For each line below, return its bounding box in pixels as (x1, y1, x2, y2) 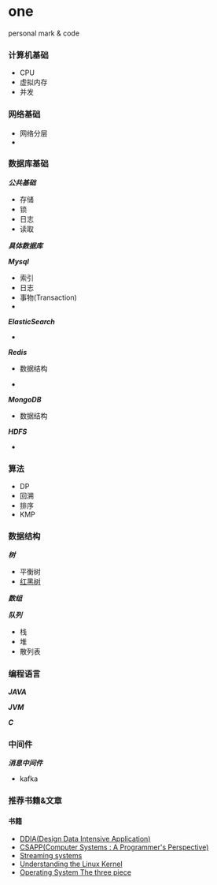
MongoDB (8, 394, 42, 404)
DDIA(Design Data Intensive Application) (19, 835, 151, 844)
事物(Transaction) (19, 293, 77, 302)
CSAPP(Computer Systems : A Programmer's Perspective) (19, 842, 209, 852)
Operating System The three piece (19, 868, 132, 877)
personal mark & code (8, 28, 80, 38)
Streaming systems (19, 851, 83, 861)
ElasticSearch (8, 316, 55, 326)
